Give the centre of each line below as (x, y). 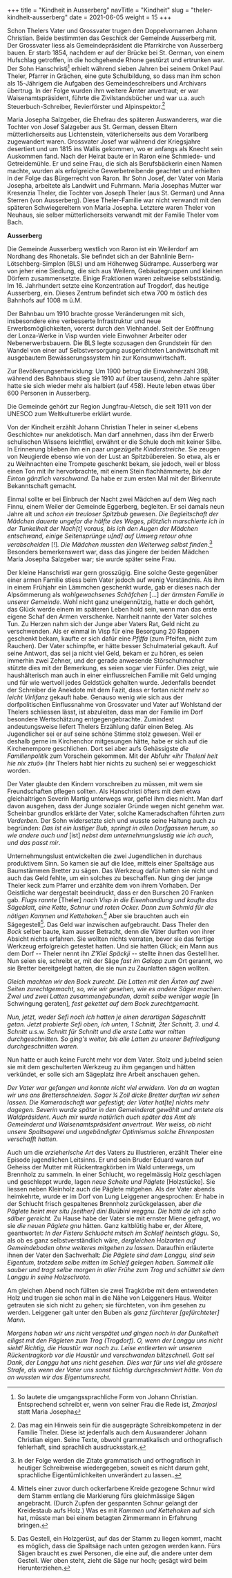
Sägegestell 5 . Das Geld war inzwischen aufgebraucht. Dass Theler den (108, 924)
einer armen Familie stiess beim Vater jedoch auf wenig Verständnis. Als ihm (116, 580)
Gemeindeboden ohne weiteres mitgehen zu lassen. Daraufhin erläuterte (110, 1248)
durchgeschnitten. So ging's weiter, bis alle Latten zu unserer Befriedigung (114, 1039)
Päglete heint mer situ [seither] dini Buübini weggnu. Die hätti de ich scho (112, 1211)
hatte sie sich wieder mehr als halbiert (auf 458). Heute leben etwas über (111, 386)
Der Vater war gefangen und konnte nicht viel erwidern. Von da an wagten (113, 1088)
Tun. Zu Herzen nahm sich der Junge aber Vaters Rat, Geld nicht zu (103, 623)
